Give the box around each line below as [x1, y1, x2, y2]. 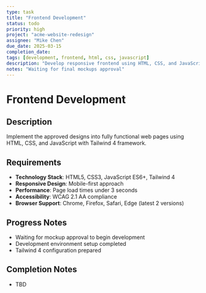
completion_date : [6, 49, 51, 55]
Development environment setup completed [15, 240, 127, 247]
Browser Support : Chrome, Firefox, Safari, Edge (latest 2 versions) [15, 200, 185, 207]
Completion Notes [6, 264, 77, 275]
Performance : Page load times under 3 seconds [15, 186, 138, 194]
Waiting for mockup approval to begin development [15, 234, 145, 241]
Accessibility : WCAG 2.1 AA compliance [15, 193, 118, 200]
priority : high [6, 26, 45, 32]
